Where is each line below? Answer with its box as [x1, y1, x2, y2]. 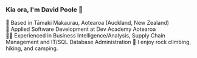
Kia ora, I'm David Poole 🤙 [5, 5, 83, 14]
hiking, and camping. [5, 45, 58, 52]
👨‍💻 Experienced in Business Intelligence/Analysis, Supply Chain [5, 32, 165, 39]
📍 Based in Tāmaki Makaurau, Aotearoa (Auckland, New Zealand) [5, 19, 170, 27]
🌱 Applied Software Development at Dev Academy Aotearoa [5, 25, 156, 33]
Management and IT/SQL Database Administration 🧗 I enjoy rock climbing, [5, 39, 192, 46]
